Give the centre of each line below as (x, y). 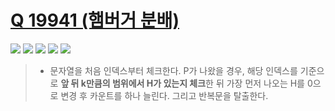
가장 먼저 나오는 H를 (265, 83)
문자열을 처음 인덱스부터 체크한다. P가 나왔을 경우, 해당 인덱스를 (173, 70)
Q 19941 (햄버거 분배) (95, 20)
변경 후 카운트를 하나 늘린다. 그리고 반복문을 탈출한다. (164, 95)
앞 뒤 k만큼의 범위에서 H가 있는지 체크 (133, 83)
